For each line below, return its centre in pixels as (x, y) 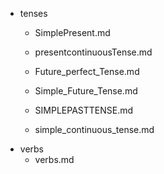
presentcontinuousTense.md (93, 52)
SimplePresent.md (72, 32)
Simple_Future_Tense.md (86, 91)
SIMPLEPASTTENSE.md (84, 110)
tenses (33, 13)
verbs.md (54, 159)
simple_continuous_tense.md (94, 129)
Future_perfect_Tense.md (87, 71)
